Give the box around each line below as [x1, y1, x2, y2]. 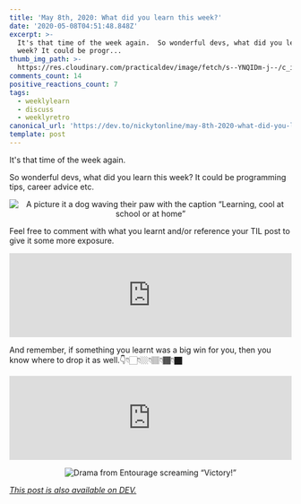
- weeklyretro [17, 113, 70, 122]
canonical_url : [9, 122, 66, 131]
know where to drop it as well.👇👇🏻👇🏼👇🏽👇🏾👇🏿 [9, 354, 183, 365]
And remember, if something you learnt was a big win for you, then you [9, 344, 271, 355]
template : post [9, 130, 66, 139]
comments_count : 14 [9, 72, 82, 81]
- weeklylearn [17, 96, 70, 106]
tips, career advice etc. [9, 181, 94, 192]
